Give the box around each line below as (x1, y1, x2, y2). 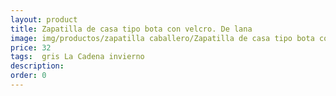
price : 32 (10, 42, 52, 53)
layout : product (10, 14, 78, 25)
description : (10, 61, 65, 71)
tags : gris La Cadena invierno (10, 52, 145, 62)
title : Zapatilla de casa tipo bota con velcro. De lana (10, 24, 253, 34)
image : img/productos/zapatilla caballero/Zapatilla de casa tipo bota (10, 33, 315, 43)
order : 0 (10, 71, 47, 81)
